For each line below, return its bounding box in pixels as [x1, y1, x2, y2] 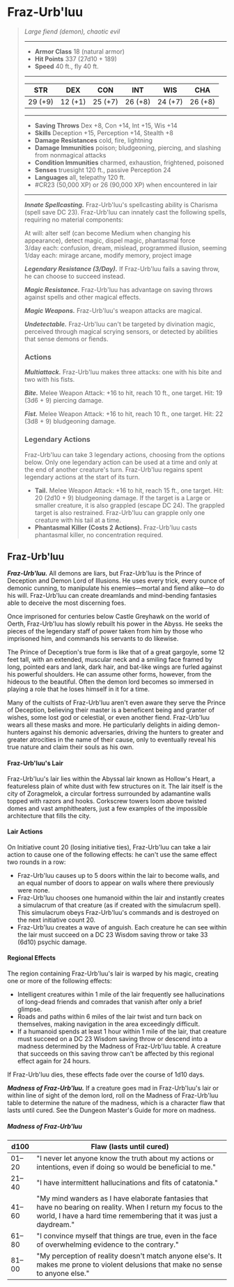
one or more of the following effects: [7, 976, 112, 985]
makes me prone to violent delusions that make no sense [36, 1259, 223, 1269]
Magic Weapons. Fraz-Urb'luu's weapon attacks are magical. [24, 306, 203, 314]
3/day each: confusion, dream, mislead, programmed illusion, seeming [24, 243, 227, 252]
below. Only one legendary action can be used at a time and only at [24, 458, 218, 466]
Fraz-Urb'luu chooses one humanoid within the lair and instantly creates [17, 893, 225, 902]
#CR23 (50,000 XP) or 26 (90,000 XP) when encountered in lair [34, 180, 218, 189]
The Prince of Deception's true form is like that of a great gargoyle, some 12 [7, 648, 225, 656]
